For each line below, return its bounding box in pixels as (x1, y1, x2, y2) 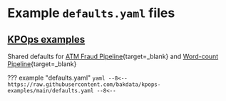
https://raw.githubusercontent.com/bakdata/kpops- (7, 81, 161, 88)
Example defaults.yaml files (7, 5, 175, 21)
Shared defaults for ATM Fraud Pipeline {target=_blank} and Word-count (7, 52, 219, 60)
